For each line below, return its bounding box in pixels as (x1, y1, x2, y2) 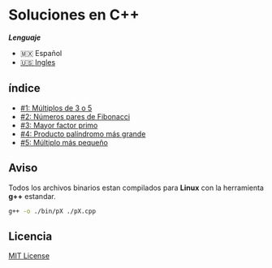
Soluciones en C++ (8, 6, 140, 24)
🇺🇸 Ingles (19, 57, 56, 67)
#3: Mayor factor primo (19, 120, 98, 130)
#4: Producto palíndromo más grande (19, 128, 146, 139)
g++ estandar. (8, 191, 56, 201)
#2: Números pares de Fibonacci (19, 111, 131, 121)
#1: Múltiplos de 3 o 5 (19, 103, 93, 113)
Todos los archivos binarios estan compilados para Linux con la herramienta (8, 183, 264, 192)
